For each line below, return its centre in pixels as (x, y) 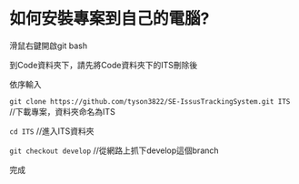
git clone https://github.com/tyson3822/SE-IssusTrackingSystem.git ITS (150, 101)
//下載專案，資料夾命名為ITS (62, 111)
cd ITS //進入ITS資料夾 (52, 131)
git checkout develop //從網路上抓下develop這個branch (115, 150)
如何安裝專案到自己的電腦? (110, 19)
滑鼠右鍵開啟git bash (49, 46)
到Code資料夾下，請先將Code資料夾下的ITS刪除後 (104, 65)
